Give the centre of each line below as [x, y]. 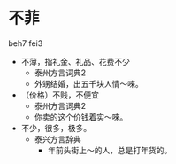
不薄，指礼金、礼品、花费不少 [75, 61]
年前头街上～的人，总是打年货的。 [110, 150]
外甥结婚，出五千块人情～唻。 [88, 83]
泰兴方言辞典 [57, 139]
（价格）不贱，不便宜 [60, 95]
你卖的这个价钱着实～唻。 [81, 117]
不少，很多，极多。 [56, 128]
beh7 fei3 [26, 43]
